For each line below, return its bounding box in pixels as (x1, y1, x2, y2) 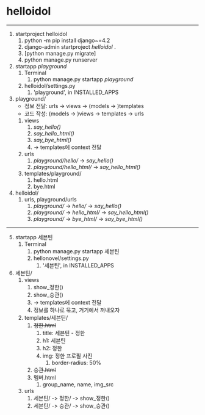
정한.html (33, 322, 56, 329)
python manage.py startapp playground (33, 75, 134, 83)
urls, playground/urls (24, 195, 77, 203)
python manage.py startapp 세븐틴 (33, 247, 120, 254)
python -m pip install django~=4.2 (24, 37, 110, 44)
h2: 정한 (42, 344, 62, 352)
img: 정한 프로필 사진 (42, 352, 93, 359)
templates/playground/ (24, 170, 82, 177)
